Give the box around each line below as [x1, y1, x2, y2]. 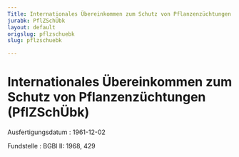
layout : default [7, 24, 56, 31]
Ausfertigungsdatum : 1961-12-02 [7, 128, 106, 136]
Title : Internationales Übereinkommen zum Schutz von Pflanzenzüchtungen [7, 10, 232, 18]
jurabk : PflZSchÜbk [7, 17, 66, 24]
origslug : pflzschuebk [7, 30, 75, 38]
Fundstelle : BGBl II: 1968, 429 [7, 142, 96, 151]
